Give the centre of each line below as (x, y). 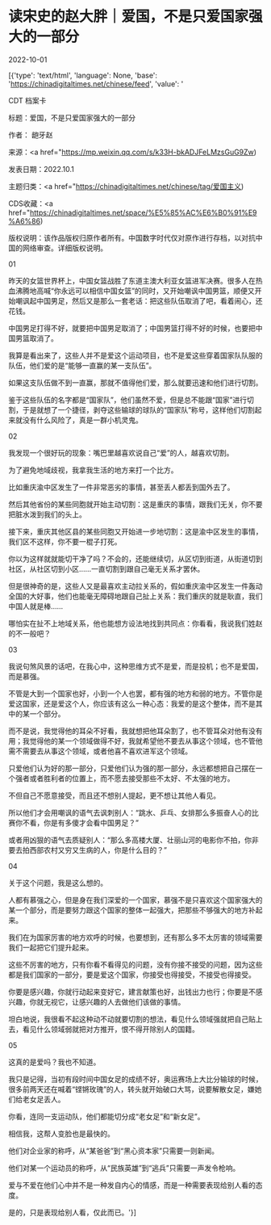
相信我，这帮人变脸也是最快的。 (61, 1133)
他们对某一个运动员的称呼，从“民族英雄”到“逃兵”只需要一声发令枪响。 (124, 1168)
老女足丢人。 (44, 1099)
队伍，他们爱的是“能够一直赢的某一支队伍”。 (82, 365)
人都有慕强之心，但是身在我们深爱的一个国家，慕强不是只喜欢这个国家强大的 (135, 900)
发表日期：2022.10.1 (41, 169)
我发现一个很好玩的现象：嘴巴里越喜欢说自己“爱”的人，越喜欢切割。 (121, 452)
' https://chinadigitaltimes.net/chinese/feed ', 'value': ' (96, 84)
